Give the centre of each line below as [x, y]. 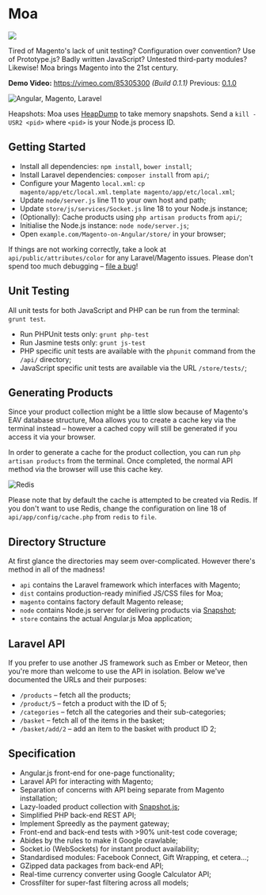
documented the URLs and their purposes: [78, 679]
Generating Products [61, 393]
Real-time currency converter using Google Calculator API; [116, 874]
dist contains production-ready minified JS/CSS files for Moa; [121, 593]
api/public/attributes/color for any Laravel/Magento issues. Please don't [131, 257]
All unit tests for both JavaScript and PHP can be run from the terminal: [124, 310]
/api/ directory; [46, 359]
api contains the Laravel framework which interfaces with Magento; [130, 585]
